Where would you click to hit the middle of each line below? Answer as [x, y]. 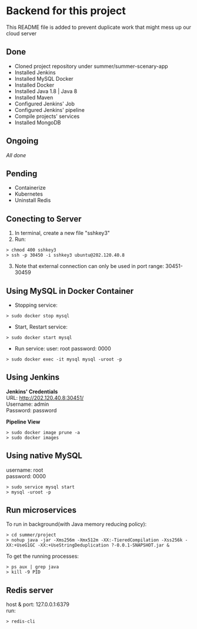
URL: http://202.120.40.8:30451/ [45, 398]
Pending [22, 173]
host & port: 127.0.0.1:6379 [38, 604]
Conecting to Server [44, 219]
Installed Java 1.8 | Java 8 [46, 91]
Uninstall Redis [33, 200]
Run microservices [41, 510]
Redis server [30, 590]
